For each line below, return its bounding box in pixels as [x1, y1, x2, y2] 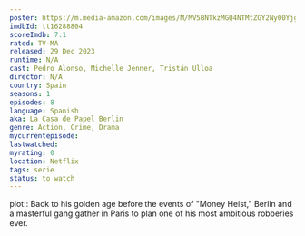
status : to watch [9, 173, 75, 182]
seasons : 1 [9, 89, 51, 98]
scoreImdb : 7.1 [9, 30, 67, 39]
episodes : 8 [9, 97, 54, 107]
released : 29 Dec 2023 [9, 47, 95, 56]
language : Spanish [9, 106, 79, 115]
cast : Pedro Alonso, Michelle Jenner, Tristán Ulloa [9, 64, 213, 74]
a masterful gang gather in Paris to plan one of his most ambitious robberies [9, 208, 294, 219]
